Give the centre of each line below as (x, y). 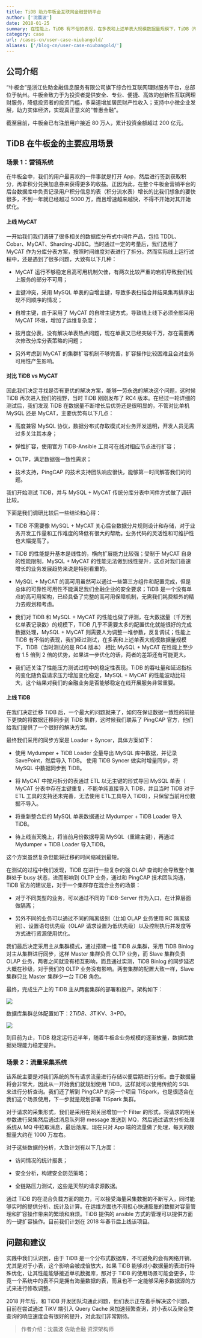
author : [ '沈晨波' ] (29, 18)
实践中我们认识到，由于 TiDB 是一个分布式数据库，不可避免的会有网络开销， (101, 1258)
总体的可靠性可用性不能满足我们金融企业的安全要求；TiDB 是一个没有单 (103, 589)
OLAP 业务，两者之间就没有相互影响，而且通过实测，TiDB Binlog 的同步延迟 (100, 961)
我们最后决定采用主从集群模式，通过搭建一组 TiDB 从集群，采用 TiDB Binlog (100, 946)
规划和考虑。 (41, 604)
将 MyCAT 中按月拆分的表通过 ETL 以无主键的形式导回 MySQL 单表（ (100, 780)
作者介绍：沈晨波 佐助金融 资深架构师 (67, 1329)
